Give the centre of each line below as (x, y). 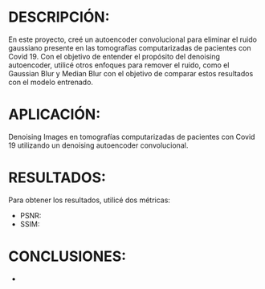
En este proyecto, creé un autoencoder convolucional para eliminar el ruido (132, 39)
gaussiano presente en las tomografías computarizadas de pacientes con (130, 47)
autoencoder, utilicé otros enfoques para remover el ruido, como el (119, 65)
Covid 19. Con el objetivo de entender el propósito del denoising (114, 56)
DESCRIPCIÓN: (59, 17)
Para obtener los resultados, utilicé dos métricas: (90, 200)
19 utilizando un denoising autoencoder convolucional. (98, 145)
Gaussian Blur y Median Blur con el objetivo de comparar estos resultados (131, 73)
